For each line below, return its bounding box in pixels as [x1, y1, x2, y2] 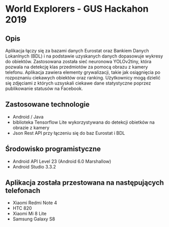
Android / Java [12, 113, 44, 120]
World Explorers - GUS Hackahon [5, 3, 149, 15]
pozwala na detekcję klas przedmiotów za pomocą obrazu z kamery [5, 64, 148, 70]
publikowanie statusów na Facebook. [5, 86, 83, 92]
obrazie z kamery [12, 124, 50, 130]
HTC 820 [12, 205, 32, 211]
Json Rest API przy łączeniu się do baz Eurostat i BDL [12, 130, 126, 136]
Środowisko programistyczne [5, 145, 101, 153]
